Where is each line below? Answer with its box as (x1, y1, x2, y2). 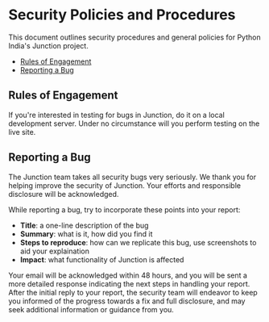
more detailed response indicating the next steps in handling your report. (8, 278, 250, 288)
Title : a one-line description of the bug (19, 220, 149, 230)
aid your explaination (19, 246, 90, 256)
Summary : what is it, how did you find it (19, 228, 153, 239)
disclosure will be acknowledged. (8, 189, 119, 199)
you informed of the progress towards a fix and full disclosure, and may (8, 296, 246, 306)
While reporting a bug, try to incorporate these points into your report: (8, 204, 241, 215)
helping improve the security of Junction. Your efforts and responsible (8, 180, 242, 190)
